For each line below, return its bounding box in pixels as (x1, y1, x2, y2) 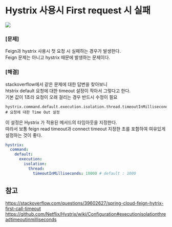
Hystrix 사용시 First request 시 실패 (5, 5, 151, 16)
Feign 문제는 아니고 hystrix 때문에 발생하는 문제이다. (5, 54, 111, 60)
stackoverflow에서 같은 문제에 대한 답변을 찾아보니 (5, 81, 107, 87)
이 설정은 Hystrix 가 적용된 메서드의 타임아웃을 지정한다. (5, 119, 117, 126)
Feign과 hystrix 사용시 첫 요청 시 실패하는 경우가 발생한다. (5, 48, 121, 54)
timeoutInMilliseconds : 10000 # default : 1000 (32, 171, 137, 176)
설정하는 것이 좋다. (5, 132, 42, 138)
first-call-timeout (5, 205, 41, 212)
